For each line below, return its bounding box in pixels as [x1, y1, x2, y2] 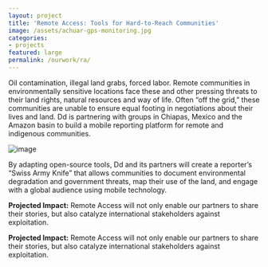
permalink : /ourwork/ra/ [8, 57, 91, 65]
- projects [8, 41, 45, 49]
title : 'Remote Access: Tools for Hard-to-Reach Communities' [8, 19, 219, 27]
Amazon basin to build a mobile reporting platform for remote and [8, 120, 224, 130]
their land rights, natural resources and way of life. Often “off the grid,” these [8, 95, 260, 104]
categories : [8, 33, 48, 42]
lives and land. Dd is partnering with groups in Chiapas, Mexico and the [8, 112, 243, 121]
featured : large [8, 49, 62, 57]
